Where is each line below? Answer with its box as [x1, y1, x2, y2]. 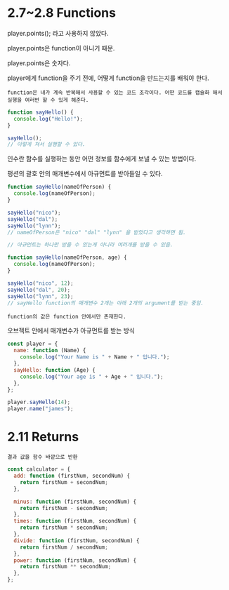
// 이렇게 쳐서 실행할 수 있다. [7, 141, 86, 148]
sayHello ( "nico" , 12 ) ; [7, 279, 74, 287]
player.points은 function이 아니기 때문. [7, 43, 115, 52]
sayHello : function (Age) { [13, 366, 96, 373]
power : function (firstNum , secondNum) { [13, 556, 137, 564]
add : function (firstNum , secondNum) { [13, 472, 131, 479]
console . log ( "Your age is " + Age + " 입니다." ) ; [20, 373, 164, 380]
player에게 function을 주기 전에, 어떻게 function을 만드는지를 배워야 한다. [7, 74, 209, 82]
